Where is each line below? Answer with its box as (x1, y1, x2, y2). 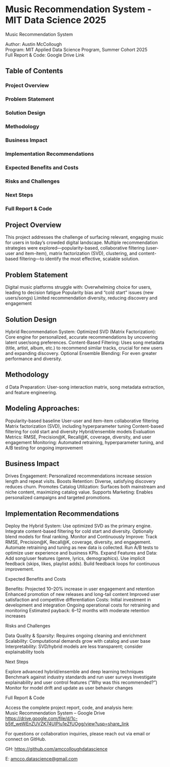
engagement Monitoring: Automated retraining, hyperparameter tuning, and (5, 439, 164, 445)
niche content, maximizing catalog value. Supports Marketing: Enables (5, 489, 153, 495)
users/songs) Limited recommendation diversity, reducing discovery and (5, 295, 158, 301)
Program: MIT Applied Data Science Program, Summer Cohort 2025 (5, 46, 148, 52)
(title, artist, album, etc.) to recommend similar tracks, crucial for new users (5, 345, 163, 351)
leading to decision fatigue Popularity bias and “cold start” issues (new (5, 289, 154, 296)
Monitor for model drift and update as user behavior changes (5, 685, 133, 691)
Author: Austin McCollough (5, 41, 62, 47)
